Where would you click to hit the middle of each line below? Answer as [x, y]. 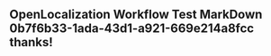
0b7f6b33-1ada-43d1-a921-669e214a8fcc [132, 29]
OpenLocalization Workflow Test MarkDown [136, 15]
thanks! [32, 42]
